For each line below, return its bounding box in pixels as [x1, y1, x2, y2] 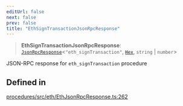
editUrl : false [6, 8, 45, 15]
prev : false [6, 20, 36, 26]
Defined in [6, 77, 47, 87]
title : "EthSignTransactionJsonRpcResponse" [6, 25, 120, 32]
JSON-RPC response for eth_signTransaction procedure [6, 60, 147, 67]
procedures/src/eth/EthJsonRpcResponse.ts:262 [6, 93, 128, 101]
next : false [6, 14, 36, 20]
